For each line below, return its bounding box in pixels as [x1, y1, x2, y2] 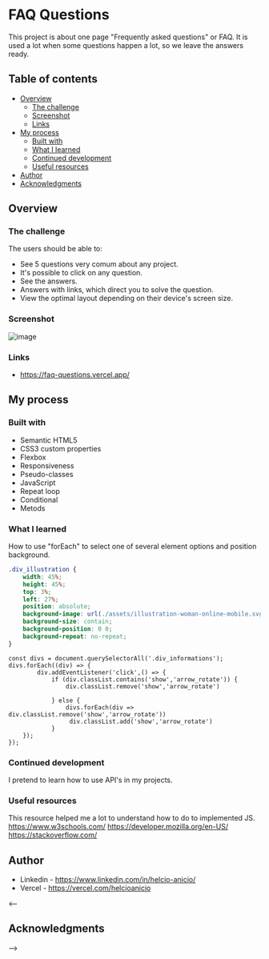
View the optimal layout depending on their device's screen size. [19, 294, 234, 303]
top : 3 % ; [22, 588, 52, 596]
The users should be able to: [8, 244, 102, 254]
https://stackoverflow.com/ [8, 830, 98, 840]
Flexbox [19, 452, 46, 462]
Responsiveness [19, 460, 74, 470]
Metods [19, 503, 46, 513]
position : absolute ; [22, 603, 91, 611]
